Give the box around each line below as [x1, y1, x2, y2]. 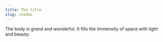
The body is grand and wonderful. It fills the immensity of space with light [5, 25, 158, 31]
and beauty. [5, 31, 30, 37]
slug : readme [5, 12, 33, 17]
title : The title [5, 7, 42, 12]
